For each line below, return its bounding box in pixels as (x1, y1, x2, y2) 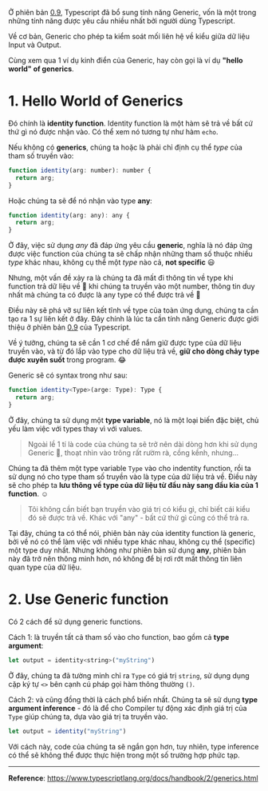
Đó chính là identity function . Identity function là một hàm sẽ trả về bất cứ (8, 118, 254, 128)
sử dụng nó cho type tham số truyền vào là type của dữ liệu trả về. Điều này (8, 472, 258, 481)
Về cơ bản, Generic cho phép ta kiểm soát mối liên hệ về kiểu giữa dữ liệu (8, 32, 250, 41)
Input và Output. (8, 40, 62, 50)
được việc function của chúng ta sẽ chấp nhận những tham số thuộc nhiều (8, 249, 253, 259)
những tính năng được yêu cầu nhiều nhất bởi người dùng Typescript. (8, 16, 235, 26)
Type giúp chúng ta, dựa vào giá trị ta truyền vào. (8, 712, 168, 721)
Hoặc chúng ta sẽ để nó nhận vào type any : (8, 196, 153, 206)
